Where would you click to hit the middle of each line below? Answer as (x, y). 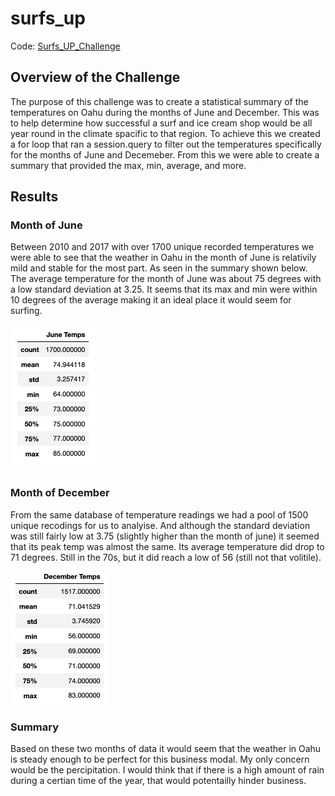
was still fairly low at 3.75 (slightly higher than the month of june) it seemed (165, 536)
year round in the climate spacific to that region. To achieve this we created (165, 133)
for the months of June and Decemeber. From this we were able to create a (165, 154)
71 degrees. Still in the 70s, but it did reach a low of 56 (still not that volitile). (166, 557)
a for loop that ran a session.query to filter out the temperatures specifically (166, 144)
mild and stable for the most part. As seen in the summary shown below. (159, 268)
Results (34, 197)
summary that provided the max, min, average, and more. (128, 165)
